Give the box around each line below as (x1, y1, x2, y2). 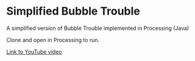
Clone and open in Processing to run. (6, 36, 100, 43)
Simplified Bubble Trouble (6, 4, 140, 18)
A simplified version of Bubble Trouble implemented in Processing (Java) (6, 24, 190, 32)
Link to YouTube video (6, 48, 62, 56)
